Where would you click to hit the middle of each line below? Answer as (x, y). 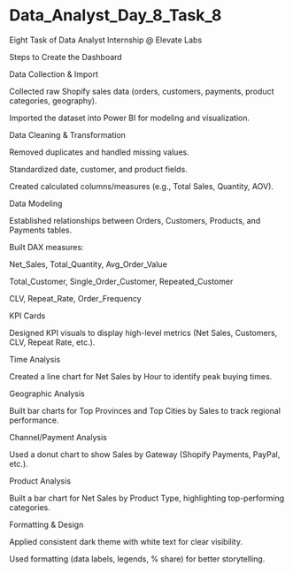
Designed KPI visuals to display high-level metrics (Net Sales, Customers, (143, 332)
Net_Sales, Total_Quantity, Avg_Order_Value (89, 264)
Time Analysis (35, 359)
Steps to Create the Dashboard (66, 57)
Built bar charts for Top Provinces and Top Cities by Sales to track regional (145, 410)
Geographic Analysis (47, 393)
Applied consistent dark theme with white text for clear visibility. (126, 541)
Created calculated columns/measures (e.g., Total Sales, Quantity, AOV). (142, 186)
